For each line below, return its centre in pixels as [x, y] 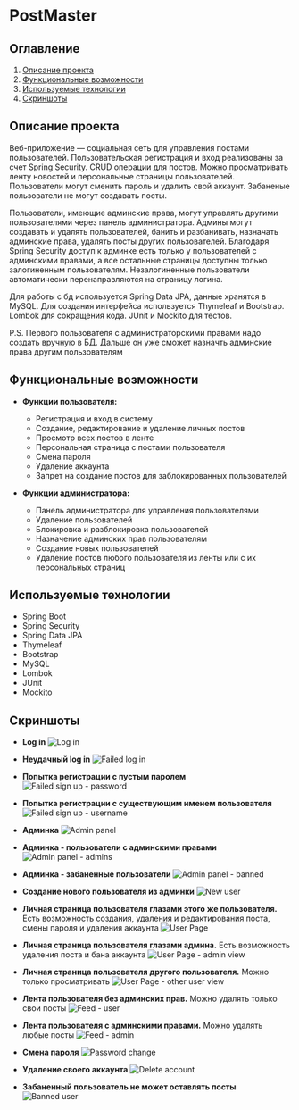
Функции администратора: [76, 493]
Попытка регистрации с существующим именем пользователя [147, 804]
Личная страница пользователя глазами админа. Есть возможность [156, 945]
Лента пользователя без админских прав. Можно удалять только [150, 999]
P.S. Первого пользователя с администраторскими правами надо [135, 332]
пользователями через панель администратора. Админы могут [131, 222]
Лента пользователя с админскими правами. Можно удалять [142, 1026]
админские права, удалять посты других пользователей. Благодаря [139, 241]
